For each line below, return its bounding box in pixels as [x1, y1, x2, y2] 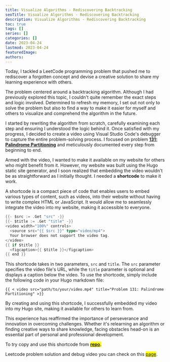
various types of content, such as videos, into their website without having [5, 193, 160, 200]
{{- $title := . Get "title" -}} [5, 219, 73, 224]
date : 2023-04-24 [5, 41, 42, 46]
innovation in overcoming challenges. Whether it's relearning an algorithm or [5, 321, 165, 327]
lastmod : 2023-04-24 [5, 45, 49, 50]
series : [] [5, 31, 28, 36]
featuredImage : [5, 50, 37, 55]
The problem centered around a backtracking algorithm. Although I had [5, 89, 154, 95]
